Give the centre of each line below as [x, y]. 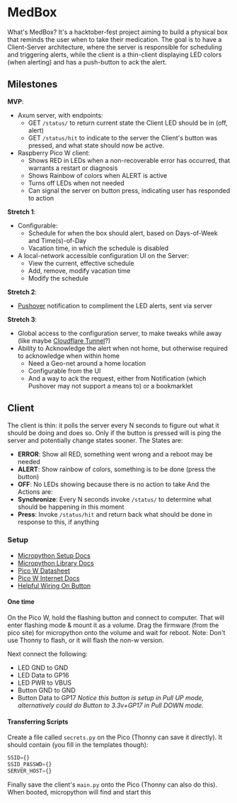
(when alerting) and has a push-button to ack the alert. [87, 62]
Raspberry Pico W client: [54, 152]
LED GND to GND [43, 668]
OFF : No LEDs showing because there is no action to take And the [114, 484]
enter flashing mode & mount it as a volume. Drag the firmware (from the [113, 625]
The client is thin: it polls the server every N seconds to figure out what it [113, 425]
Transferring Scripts [38, 721]
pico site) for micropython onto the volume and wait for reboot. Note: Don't [116, 633]
